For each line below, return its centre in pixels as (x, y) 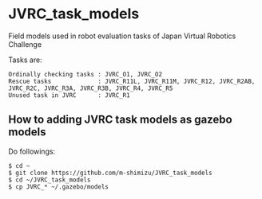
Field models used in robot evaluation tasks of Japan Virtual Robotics (122, 36)
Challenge (25, 44)
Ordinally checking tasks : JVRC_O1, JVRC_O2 (85, 74)
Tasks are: (25, 60)
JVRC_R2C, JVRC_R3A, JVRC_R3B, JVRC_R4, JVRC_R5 (91, 88)
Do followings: (32, 151)
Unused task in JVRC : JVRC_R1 (69, 95)
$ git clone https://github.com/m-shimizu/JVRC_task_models (111, 173)
